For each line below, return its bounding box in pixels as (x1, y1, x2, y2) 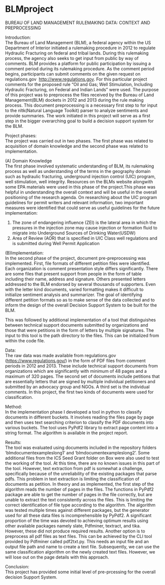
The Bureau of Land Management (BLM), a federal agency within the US (5, 39, 151, 45)
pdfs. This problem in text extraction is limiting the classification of (5, 475, 140, 482)
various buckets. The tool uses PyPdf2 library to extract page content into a (5, 424, 158, 430)
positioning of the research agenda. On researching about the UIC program (5, 194, 157, 200)
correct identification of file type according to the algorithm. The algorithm (5, 502, 156, 508)
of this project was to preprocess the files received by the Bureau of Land (5, 92, 154, 98)
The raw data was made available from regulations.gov (5, 352, 116, 358)
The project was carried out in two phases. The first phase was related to (5, 138, 154, 143)
